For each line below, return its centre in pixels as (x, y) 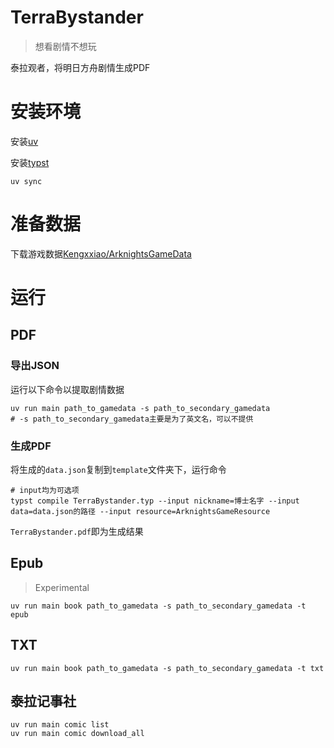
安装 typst (30, 162)
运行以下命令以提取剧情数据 (67, 389)
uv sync (26, 181)
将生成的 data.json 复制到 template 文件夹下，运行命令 (118, 469)
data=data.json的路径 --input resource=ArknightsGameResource (140, 511)
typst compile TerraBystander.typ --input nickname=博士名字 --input (155, 501)
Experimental (62, 587)
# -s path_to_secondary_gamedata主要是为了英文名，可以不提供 (132, 419)
